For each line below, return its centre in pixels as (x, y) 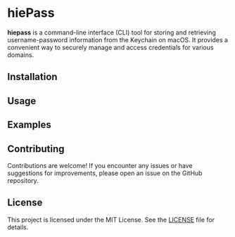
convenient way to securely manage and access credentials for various (110, 47)
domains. (21, 55)
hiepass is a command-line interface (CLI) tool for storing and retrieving (112, 32)
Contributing (36, 149)
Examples (29, 125)
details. (18, 227)
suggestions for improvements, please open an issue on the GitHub (105, 173)
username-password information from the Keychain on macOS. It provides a (118, 39)
